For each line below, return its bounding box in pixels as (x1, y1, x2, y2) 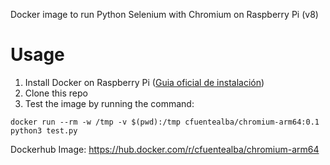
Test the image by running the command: (24, 97, 195, 109)
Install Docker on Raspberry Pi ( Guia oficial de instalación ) (24, 76, 265, 88)
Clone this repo (24, 87, 88, 99)
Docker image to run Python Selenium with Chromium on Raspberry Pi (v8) (10, 9, 319, 20)
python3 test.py (10, 125, 78, 136)
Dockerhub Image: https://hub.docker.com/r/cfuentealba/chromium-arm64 (10, 143, 320, 155)
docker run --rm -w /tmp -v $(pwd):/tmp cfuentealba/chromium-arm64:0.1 (10, 117, 320, 127)
